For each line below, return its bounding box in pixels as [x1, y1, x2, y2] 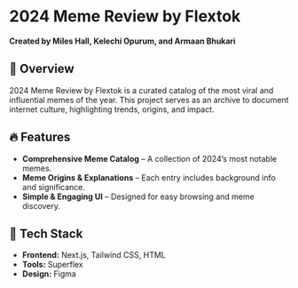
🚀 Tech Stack [9, 226, 83, 241]
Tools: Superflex [21, 260, 84, 270]
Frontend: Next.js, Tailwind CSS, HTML [21, 250, 167, 260]
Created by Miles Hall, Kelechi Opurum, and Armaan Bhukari [9, 36, 236, 46]
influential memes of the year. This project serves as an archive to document [9, 94, 289, 105]
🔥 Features [9, 130, 71, 145]
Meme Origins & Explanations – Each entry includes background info [21, 172, 277, 183]
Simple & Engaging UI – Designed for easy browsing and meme [21, 191, 255, 202]
